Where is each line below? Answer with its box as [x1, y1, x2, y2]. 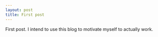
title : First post [5, 12, 44, 17]
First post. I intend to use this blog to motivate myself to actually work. [5, 26, 153, 32]
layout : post [5, 7, 33, 13]
